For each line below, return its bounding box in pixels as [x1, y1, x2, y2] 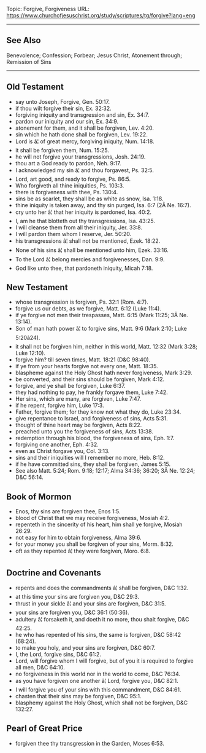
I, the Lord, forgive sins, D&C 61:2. [15, 651, 101, 658]
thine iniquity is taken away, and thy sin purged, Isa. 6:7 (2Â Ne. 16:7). [15, 201, 191, 208]
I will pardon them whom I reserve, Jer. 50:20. [15, 230, 132, 237]
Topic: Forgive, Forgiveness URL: [6, 6, 90, 12]
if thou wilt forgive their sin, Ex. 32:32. [15, 104, 112, 112]
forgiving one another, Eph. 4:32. [15, 441, 99, 448]
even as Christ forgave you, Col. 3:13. [15, 447, 110, 455]
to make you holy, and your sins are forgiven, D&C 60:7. [15, 644, 156, 652]
